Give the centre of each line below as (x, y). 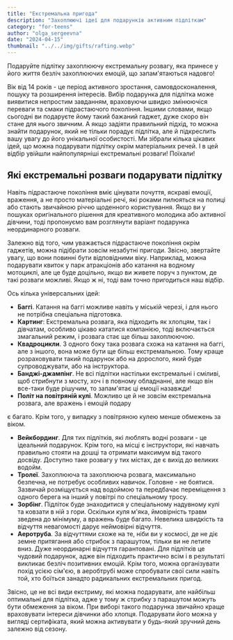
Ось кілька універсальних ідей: (54, 293)
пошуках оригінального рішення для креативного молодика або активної (116, 214)
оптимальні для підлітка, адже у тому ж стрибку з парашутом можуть (112, 599)
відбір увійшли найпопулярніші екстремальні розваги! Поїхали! (101, 153)
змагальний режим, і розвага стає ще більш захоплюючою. (106, 336)
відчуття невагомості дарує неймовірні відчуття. (90, 526)
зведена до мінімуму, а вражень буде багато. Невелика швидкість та (120, 519)
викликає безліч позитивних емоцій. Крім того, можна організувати (118, 563)
